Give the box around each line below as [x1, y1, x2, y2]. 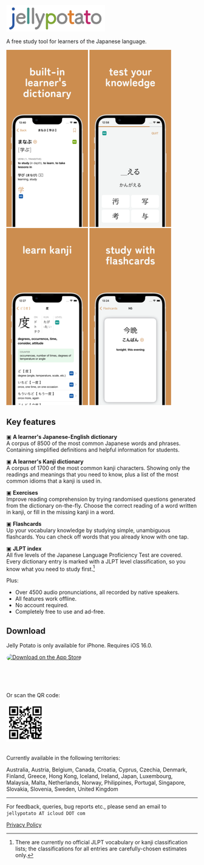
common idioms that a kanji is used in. [6, 477, 102, 484]
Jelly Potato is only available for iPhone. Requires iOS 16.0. [6, 642, 153, 649]
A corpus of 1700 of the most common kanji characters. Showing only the [6, 464, 190, 472]
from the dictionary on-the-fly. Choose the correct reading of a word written [6, 501, 197, 509]
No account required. [15, 602, 69, 609]
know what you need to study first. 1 [6, 564, 95, 573]
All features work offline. [15, 595, 77, 602]
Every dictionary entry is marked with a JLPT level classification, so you [6, 557, 186, 565]
